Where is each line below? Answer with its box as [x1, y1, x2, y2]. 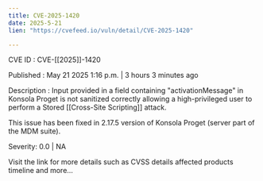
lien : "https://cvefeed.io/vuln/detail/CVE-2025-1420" [8, 26, 194, 34]
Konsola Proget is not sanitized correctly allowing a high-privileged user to [8, 94, 253, 104]
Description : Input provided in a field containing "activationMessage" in [8, 86, 244, 95]
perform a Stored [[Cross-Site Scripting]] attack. [8, 102, 167, 112]
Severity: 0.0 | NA [8, 142, 66, 152]
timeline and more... [8, 166, 74, 175]
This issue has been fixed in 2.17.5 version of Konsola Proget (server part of [8, 118, 255, 128]
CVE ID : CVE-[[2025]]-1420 [8, 55, 101, 64]
